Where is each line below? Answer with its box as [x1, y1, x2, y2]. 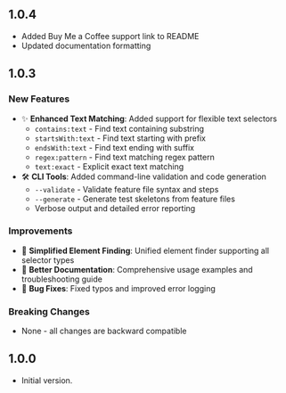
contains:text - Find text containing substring [34, 123, 205, 134]
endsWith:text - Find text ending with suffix [34, 142, 195, 152]
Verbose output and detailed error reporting [34, 202, 196, 213]
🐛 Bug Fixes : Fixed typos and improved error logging [20, 282, 216, 293]
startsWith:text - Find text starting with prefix [34, 133, 207, 143]
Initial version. [20, 374, 73, 386]
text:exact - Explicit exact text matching [34, 160, 184, 172]
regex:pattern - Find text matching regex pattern [34, 151, 215, 162]
